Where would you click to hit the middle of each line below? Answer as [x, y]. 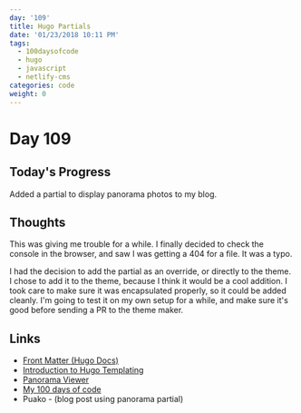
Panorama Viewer [56, 380]
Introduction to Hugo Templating [83, 370]
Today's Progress [60, 172]
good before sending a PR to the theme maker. [97, 310]
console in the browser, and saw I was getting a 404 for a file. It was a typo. [151, 254]
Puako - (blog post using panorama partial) [103, 399]
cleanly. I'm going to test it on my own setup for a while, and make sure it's [149, 300]
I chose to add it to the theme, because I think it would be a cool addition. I [149, 281]
